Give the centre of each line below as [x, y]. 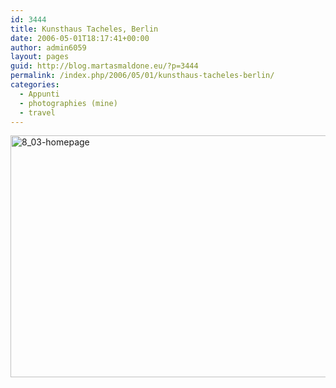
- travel [37, 112]
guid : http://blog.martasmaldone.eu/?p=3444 [104, 66]
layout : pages [40, 57]
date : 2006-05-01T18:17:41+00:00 [80, 38]
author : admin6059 [48, 47]
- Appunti [39, 94]
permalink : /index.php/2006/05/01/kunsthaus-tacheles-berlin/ [142, 76]
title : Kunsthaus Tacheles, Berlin [84, 29]
